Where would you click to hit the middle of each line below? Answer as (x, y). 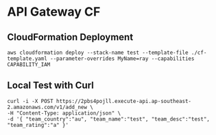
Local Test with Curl (50, 86)
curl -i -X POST (30, 101)
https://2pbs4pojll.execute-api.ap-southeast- (124, 101)
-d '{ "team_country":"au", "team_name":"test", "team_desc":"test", (109, 119)
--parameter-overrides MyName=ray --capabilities (122, 59)
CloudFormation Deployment (70, 37)
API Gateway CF (54, 12)
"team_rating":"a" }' (38, 125)
